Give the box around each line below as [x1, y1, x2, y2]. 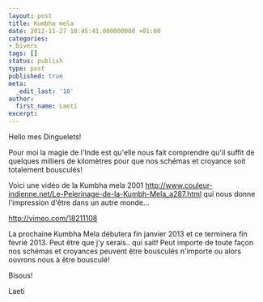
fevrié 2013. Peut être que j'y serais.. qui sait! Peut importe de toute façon [8, 238, 253, 247]
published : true [8, 72, 63, 80]
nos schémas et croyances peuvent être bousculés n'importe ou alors [8, 246, 241, 256]
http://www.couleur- [145, 181, 213, 190]
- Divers [8, 42, 38, 50]
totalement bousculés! [8, 165, 83, 174]
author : [8, 95, 35, 103]
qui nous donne [203, 189, 256, 198]
